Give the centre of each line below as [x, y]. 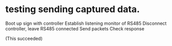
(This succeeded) [24, 38]
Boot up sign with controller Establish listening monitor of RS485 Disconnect [86, 23]
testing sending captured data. [73, 9]
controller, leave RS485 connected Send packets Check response [75, 28]
